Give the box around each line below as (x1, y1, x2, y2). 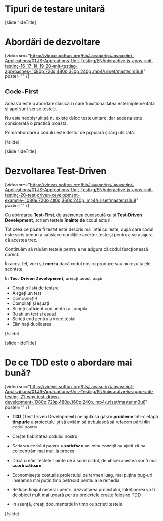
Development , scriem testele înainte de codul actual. (5, 217, 112, 223)
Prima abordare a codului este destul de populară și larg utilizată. (5, 130, 135, 135)
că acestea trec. (5, 237, 37, 242)
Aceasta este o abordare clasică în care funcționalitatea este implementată (5, 100, 155, 106)
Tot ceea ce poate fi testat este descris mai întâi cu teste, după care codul (5, 226, 154, 232)
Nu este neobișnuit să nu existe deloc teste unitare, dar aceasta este (5, 115, 143, 121)
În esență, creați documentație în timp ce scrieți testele (12, 501, 123, 507)
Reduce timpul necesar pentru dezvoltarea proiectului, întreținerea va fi (12, 486, 155, 492)
